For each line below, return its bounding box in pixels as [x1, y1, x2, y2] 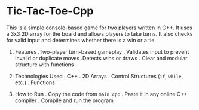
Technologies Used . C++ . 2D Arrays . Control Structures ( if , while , [14, 72, 183, 80]
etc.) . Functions [14, 79, 55, 86]
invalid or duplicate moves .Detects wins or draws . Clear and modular [14, 54, 188, 62]
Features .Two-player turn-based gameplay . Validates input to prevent [14, 48, 189, 55]
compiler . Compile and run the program [14, 97, 114, 104]
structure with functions [14, 61, 74, 68]
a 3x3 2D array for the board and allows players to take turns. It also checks [6, 30, 193, 37]
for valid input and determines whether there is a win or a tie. [6, 36, 157, 44]
